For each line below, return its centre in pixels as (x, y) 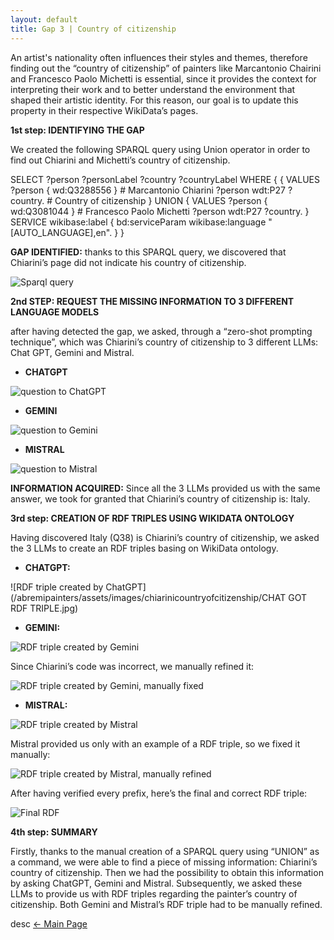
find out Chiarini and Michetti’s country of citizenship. (120, 160)
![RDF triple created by (57, 587)
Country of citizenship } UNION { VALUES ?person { (161, 200)
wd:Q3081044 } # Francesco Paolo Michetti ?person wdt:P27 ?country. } (160, 211)
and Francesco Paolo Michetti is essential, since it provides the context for (163, 78)
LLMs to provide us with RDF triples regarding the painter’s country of (154, 893)
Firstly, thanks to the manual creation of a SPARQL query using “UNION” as (165, 851)
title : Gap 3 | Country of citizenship (93, 29)
